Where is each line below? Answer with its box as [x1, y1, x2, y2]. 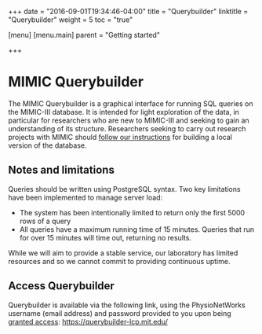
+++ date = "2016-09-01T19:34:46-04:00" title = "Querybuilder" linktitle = [8, 7, 249, 16]
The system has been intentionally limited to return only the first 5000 [19, 207, 246, 217]
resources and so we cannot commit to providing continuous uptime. [8, 256, 231, 266]
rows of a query [19, 216, 71, 226]
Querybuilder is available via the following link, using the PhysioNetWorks [8, 300, 246, 310]
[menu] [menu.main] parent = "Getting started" [8, 31, 161, 39]
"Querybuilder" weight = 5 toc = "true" [8, 15, 133, 24]
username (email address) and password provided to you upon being [8, 308, 231, 317]
